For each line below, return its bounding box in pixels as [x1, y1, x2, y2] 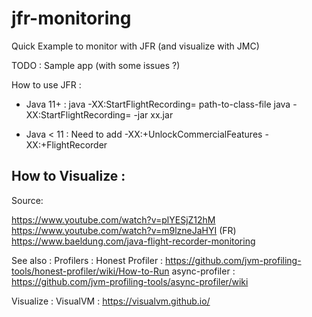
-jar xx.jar [133, 108, 174, 121]
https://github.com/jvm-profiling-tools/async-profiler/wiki [11, 275, 249, 287]
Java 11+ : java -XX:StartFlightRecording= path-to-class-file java [25, 98, 291, 110]
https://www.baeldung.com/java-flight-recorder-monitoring [11, 235, 256, 247]
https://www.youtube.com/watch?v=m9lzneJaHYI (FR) [11, 224, 237, 236]
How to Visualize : [11, 168, 126, 185]
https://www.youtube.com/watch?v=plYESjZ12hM [11, 213, 216, 226]
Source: [11, 194, 44, 206]
